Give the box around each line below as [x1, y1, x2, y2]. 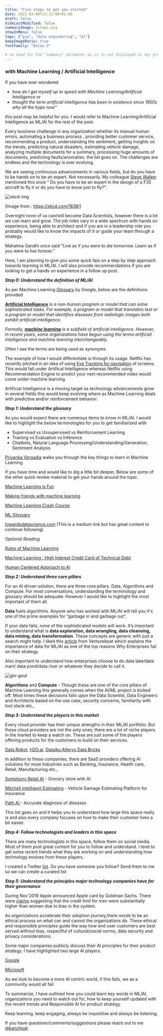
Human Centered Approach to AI [5, 564, 70, 570]
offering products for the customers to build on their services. [5, 737, 129, 743]
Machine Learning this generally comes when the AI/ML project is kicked [5, 687, 151, 693]
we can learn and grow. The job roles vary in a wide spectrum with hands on [5, 218, 158, 224]
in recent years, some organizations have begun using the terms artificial [5, 331, 152, 337]
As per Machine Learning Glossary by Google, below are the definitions [5, 286, 148, 292]
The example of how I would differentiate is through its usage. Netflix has [5, 355, 151, 361]
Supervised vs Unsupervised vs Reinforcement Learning [12, 429, 125, 435]
